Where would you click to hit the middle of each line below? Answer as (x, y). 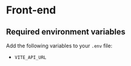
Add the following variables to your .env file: (59, 46)
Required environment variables (66, 32)
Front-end (31, 10)
